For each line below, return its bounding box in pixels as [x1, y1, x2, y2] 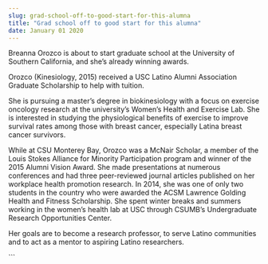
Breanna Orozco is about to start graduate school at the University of [8, 49, 235, 58]
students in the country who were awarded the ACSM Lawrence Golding [8, 188, 246, 198]
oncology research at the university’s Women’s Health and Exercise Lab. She [8, 104, 260, 114]
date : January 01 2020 [8, 26, 84, 34]
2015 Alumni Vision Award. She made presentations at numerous [8, 163, 221, 172]
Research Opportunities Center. [8, 213, 112, 223]
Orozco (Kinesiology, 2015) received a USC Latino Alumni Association [8, 73, 238, 82]
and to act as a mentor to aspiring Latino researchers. [8, 237, 185, 247]
